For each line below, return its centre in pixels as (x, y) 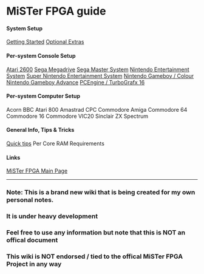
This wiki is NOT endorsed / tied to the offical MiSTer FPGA (95, 256)
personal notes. (30, 200)
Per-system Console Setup (41, 55)
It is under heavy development (52, 216)
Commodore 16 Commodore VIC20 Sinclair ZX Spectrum (77, 116)
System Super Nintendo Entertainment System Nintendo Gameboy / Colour (100, 76)
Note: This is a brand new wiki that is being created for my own (101, 193)
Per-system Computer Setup (43, 96)
